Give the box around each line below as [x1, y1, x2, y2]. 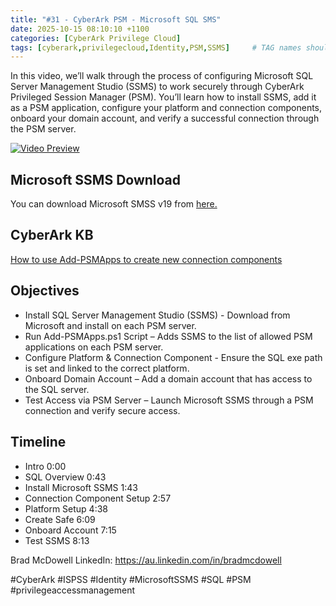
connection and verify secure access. [24, 404, 181, 416]
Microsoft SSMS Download [10, 171, 182, 188]
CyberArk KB [10, 227, 94, 244]
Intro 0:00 [24, 460, 67, 472]
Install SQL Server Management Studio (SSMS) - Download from [24, 309, 291, 321]
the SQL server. [24, 383, 90, 395]
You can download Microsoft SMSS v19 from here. [10, 198, 218, 210]
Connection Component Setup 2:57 [24, 492, 172, 504]
